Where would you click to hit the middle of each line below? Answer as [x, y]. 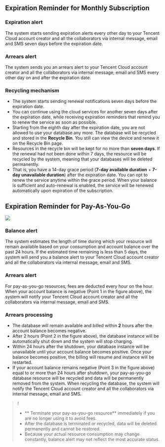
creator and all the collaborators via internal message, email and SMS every [82, 72]
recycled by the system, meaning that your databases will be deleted [82, 159]
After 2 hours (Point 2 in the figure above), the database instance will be [85, 336]
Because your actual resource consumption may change [82, 434]
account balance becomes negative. [49, 331]
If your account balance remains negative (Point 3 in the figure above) [83, 367]
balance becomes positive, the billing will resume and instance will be [83, 357]
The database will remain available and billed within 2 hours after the [82, 325]
